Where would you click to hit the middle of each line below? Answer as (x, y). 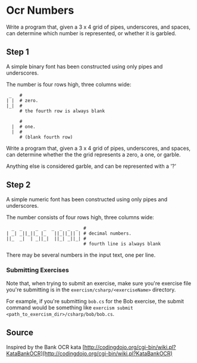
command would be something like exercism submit (70, 307)
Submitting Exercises (38, 270)
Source (20, 333)
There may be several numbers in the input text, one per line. (81, 255)
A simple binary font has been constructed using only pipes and (85, 66)
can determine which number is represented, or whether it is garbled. (91, 33)
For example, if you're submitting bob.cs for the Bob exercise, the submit (95, 301)
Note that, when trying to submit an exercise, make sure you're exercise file (99, 283)
